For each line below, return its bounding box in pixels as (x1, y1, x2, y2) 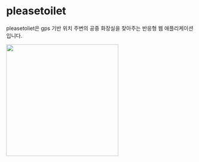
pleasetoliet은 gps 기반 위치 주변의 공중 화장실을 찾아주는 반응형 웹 (6, 24, 163, 32)
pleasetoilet (6, 4, 67, 18)
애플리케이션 (164, 24, 194, 32)
